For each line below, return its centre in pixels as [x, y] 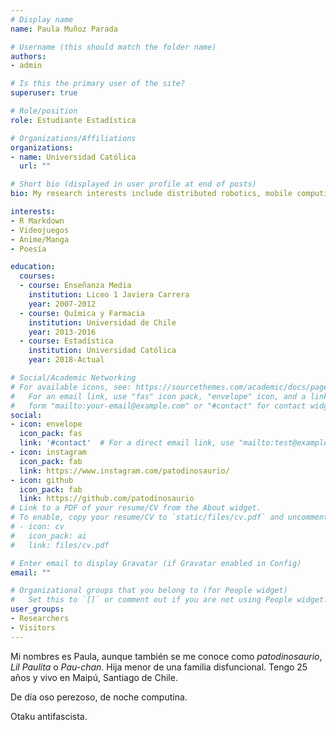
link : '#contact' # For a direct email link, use [127, 443]
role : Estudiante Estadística [73, 120]
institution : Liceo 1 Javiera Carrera [109, 295]
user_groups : [37, 609]
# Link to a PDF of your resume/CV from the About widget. [136, 508]
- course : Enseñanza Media [75, 286]
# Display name [42, 19]
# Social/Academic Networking [73, 378]
